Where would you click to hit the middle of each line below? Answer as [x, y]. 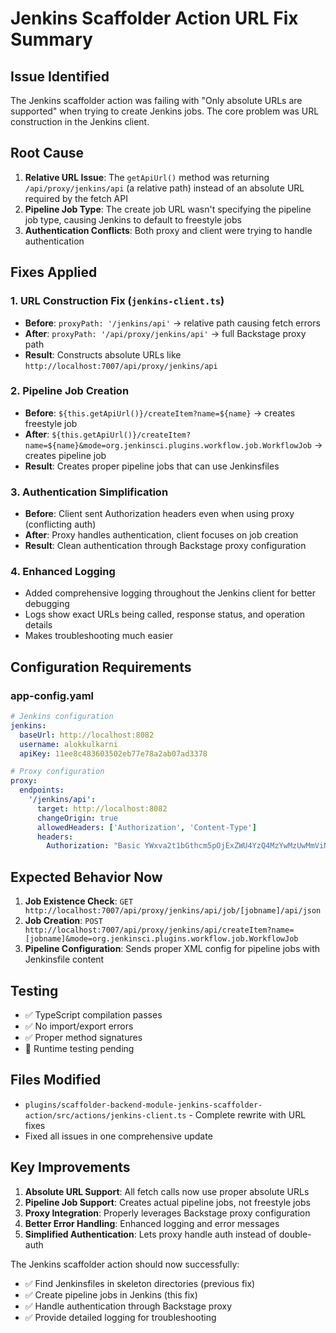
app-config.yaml [52, 695]
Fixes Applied [54, 272]
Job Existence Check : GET [79, 901]
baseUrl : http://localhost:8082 [87, 735]
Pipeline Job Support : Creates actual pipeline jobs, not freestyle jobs [167, 1202]
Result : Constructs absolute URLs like [103, 354]
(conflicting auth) [60, 524]
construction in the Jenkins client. [80, 121]
